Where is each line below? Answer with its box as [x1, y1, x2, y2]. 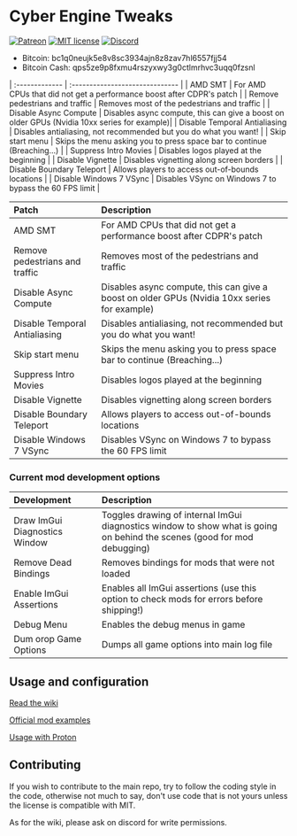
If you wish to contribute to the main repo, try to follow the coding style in [9, 781, 277, 792]
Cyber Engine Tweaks [9, 6, 174, 27]
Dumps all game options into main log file [101, 639, 273, 651]
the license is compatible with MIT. [9, 800, 136, 810]
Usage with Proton [9, 732, 77, 743]
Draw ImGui [13, 515, 63, 527]
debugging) [101, 542, 150, 554]
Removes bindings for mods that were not [101, 556, 276, 569]
